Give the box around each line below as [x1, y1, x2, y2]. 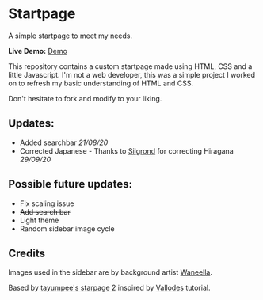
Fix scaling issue [19, 199, 74, 208]
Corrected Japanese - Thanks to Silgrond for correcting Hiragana [19, 146, 234, 155]
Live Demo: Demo [8, 46, 67, 55]
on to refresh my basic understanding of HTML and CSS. [8, 78, 194, 88]
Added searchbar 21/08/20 [19, 138, 109, 147]
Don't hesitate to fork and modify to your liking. [8, 93, 162, 103]
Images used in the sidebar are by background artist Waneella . [8, 268, 212, 277]
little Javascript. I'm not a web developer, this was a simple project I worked [8, 70, 256, 79]
